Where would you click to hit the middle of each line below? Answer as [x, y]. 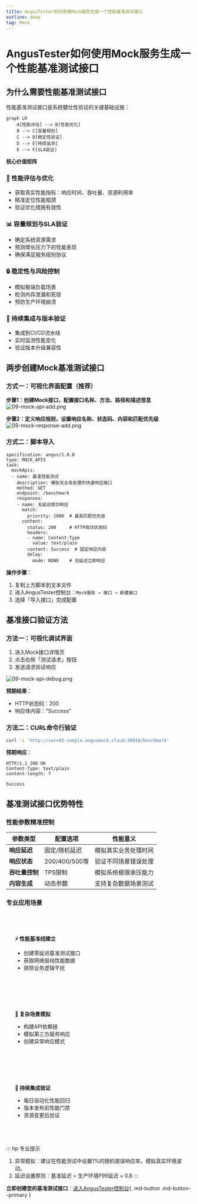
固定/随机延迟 [63, 850]
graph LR [17, 119]
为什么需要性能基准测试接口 [56, 92]
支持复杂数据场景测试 [124, 884]
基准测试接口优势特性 [45, 804]
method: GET [31, 488]
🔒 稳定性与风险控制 [33, 271]
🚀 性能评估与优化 [30, 178]
